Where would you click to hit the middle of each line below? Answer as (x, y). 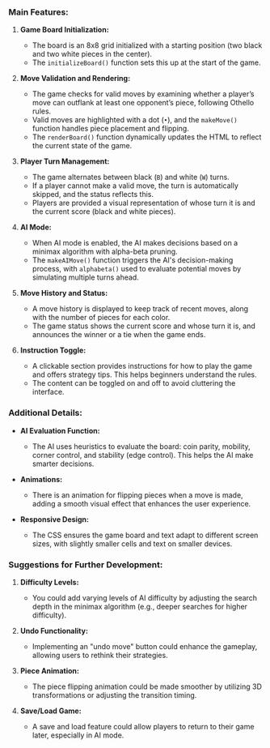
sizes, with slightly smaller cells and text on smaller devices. (132, 543)
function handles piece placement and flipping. (111, 129)
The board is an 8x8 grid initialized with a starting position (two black (147, 45)
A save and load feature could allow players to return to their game (143, 726)
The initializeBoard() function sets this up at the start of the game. (146, 62)
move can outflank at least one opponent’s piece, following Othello (143, 103)
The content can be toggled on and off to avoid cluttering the (134, 383)
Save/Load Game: (51, 711)
